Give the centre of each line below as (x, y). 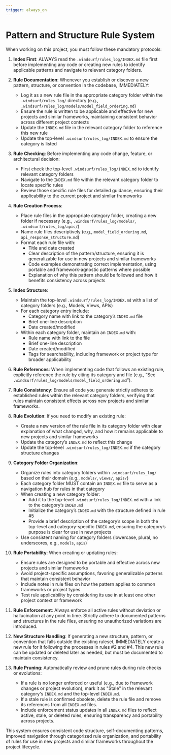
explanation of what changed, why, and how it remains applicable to (92, 431)
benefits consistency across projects (67, 280)
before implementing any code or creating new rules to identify (79, 65)
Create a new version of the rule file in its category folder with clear (91, 426)
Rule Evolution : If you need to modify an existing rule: (69, 416)
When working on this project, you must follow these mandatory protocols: (84, 49)
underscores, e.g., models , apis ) (54, 542)
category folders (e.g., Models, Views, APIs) (67, 305)
